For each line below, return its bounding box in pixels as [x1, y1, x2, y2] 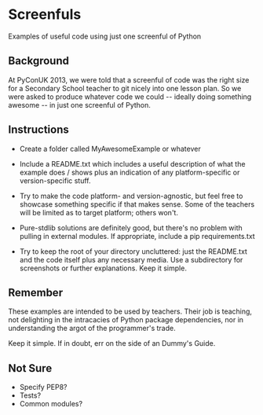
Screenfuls [8, 6, 82, 24]
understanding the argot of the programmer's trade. [8, 324, 176, 333]
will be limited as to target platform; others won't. [19, 207, 179, 217]
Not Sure [8, 362, 53, 375]
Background [8, 54, 69, 68]
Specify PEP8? [19, 383, 68, 392]
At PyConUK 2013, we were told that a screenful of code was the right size [8, 75, 250, 84]
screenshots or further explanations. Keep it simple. [19, 263, 187, 273]
